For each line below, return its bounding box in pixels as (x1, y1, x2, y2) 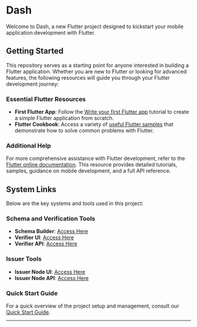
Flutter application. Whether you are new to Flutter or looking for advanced (6, 68, 187, 75)
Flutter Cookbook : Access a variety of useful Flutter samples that (14, 121, 174, 128)
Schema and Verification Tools (6, 214, 96, 223)
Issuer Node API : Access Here (14, 274, 89, 281)
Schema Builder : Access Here (14, 228, 89, 235)
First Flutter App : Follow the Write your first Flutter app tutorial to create (14, 108, 189, 115)
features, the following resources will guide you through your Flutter (6, 74, 170, 81)
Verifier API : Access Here (14, 240, 77, 247)
